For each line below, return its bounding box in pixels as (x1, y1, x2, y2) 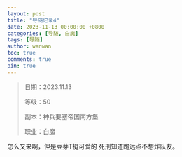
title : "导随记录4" (7, 17, 60, 24)
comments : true (7, 56, 52, 63)
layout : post (7, 10, 45, 18)
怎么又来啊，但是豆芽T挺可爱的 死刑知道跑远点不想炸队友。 (7, 142, 178, 151)
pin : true (7, 62, 36, 69)
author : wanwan (7, 43, 52, 50)
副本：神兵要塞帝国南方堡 (24, 112, 99, 121)
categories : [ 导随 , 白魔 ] (7, 29, 79, 37)
